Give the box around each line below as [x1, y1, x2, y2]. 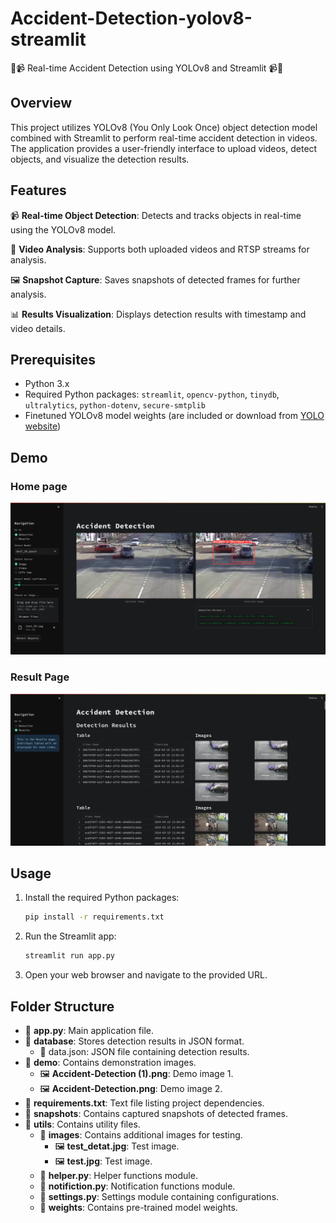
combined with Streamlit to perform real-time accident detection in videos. [10, 132, 318, 144]
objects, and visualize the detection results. [10, 153, 190, 165]
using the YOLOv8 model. [10, 223, 117, 236]
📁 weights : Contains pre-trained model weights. [39, 1202, 238, 1214]
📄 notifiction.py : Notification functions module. [39, 1180, 236, 1192]
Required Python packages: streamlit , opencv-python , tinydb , [24, 388, 280, 401]
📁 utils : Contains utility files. [24, 1118, 141, 1131]
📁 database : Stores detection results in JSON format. [24, 1035, 245, 1047]
